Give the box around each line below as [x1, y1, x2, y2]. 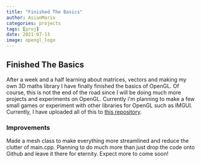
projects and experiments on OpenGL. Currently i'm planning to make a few [6, 95, 196, 102]
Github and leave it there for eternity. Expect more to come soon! [6, 150, 169, 158]
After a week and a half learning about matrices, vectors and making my [6, 75, 187, 83]
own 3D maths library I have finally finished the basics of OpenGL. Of [6, 82, 179, 89]
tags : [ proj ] [6, 26, 39, 32]
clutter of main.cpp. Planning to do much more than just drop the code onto [6, 144, 196, 151]
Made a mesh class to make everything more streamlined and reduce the [6, 137, 189, 145]
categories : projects [6, 20, 61, 26]
